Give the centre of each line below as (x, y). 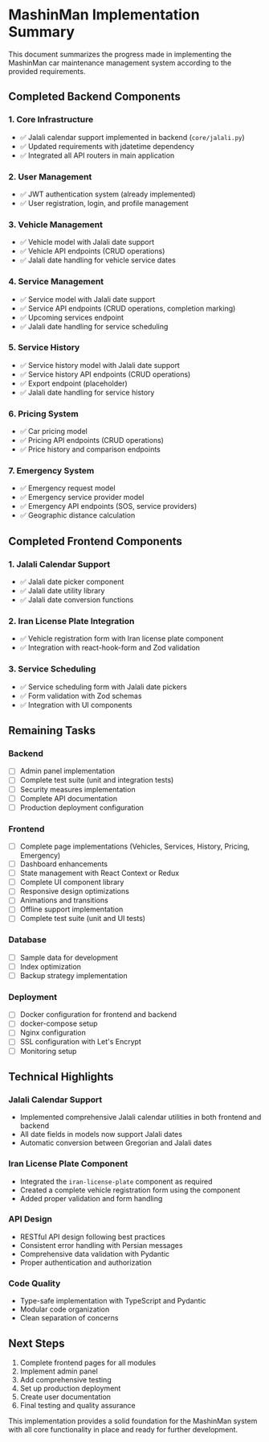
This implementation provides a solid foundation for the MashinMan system (133, 1421)
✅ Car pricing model (54, 432)
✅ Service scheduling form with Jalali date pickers (103, 687)
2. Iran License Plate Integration (71, 622)
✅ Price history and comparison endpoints (90, 449)
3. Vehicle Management (55, 225)
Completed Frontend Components (96, 541)
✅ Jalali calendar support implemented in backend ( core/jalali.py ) (132, 137)
